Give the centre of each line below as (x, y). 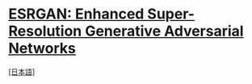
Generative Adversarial (164, 31)
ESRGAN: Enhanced (76, 14)
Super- (171, 14)
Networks (42, 48)
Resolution (45, 31)
